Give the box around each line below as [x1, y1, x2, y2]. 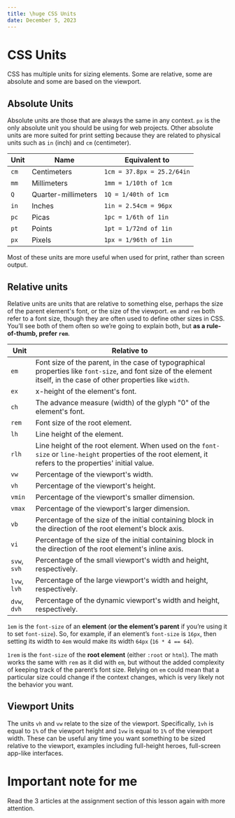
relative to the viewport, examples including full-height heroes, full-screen [7, 741, 221, 749]
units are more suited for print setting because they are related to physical [7, 131, 221, 140]
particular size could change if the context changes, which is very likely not [7, 673, 225, 682]
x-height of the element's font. [35, 386, 137, 396]
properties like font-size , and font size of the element [35, 367, 213, 376]
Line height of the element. [35, 430, 124, 439]
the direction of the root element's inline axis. [35, 544, 184, 553]
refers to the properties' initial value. [35, 458, 155, 468]
